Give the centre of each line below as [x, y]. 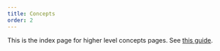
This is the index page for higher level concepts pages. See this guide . [110, 40]
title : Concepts [31, 14]
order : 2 [20, 20]
